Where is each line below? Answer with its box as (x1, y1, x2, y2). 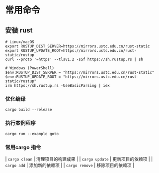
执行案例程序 (5, 120, 36, 127)
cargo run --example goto (5, 131, 59, 136)
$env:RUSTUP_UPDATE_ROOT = (5, 74, 61, 79)
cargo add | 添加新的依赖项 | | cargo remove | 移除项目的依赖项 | (5, 162, 135, 168)
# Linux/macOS (5, 39, 35, 44)
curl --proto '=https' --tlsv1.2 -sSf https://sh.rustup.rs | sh (5, 57, 143, 62)
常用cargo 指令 (5, 144, 41, 151)
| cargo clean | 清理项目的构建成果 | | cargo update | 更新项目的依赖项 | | (5, 156, 153, 162)
